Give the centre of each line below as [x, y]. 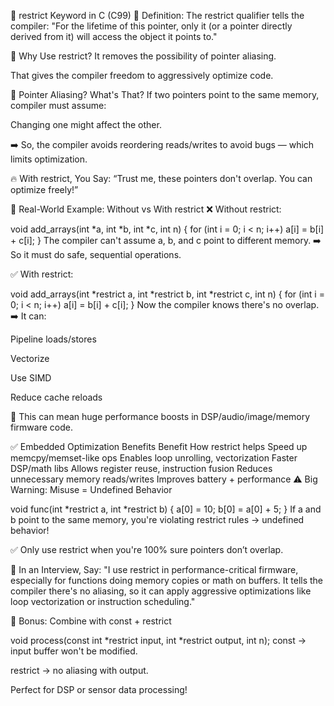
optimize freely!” [44, 189]
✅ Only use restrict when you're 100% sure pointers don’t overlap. [147, 549]
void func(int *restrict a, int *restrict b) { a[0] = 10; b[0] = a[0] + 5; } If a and [166, 509]
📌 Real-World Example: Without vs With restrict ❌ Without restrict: [146, 209]
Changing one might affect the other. [86, 124]
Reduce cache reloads [56, 397]
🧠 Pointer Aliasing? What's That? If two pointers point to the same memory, [165, 94]
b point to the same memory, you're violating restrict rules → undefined [157, 519]
